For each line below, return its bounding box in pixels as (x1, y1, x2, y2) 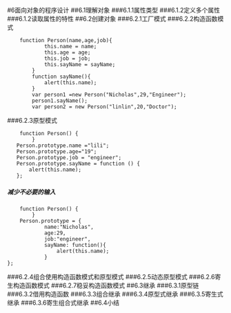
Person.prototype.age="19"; (16, 148, 97, 155)
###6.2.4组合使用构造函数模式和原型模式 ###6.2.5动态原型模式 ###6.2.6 (7, 272, 215, 281)
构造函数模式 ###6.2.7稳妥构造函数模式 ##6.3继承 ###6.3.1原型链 (12, 281, 199, 290)
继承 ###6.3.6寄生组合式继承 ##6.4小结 (7, 299, 120, 307)
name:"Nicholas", (43, 223, 94, 230)
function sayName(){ (32, 73, 91, 80)
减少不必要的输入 (7, 188, 56, 196)
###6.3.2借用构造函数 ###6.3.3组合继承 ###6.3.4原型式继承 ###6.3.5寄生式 (7, 290, 224, 298)
